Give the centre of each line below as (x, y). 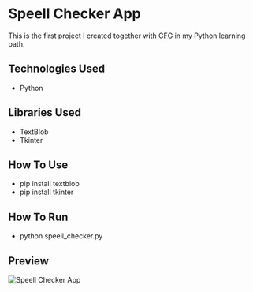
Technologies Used (56, 69)
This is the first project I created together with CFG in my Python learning (127, 36)
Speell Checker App (74, 14)
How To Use (38, 165)
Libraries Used (45, 112)
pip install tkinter (47, 192)
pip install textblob (50, 184)
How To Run (38, 217)
